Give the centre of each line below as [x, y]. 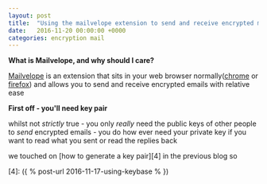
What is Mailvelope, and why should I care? [81, 61]
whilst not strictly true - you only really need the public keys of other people [132, 123]
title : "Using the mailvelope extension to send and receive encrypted [131, 23]
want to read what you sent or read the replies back [93, 141]
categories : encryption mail [56, 38]
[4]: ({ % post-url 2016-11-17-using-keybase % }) [89, 171]
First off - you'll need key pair [58, 108]
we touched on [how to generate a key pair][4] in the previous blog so [123, 156]
